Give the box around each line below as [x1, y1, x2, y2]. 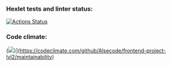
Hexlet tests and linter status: [6, 5, 93, 13]
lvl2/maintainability [6, 53, 52, 60]
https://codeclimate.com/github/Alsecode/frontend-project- [20, 47, 166, 54]
